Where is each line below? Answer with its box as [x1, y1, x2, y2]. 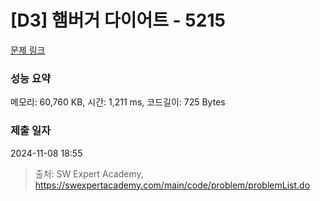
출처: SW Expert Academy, [34, 167, 144, 180]
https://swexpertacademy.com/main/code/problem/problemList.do [34, 179, 311, 191]
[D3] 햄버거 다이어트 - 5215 [10, 9, 226, 32]
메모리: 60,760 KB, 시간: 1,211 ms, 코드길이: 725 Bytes [10, 96, 226, 108]
